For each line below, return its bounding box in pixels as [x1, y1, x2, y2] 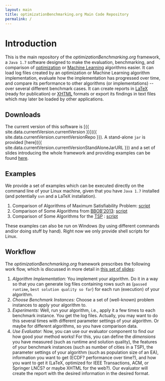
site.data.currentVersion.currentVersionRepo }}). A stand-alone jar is [5, 134, 146, 140]
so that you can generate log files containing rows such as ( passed [12, 281, 147, 287]
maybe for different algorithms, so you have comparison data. [12, 323, 138, 329]
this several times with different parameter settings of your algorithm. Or [12, 318, 159, 324]
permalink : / [5, 16, 32, 21]
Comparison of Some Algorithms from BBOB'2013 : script [12, 208, 128, 214]
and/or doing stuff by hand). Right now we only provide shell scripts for [5, 228, 150, 234]
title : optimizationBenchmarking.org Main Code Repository [5, 12, 129, 17]
